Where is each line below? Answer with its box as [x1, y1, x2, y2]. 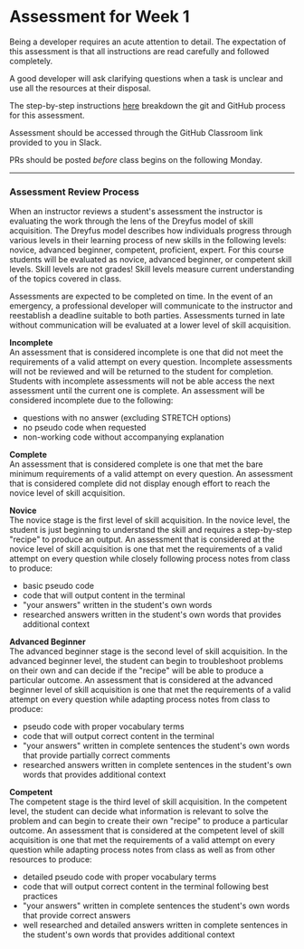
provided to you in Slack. [9, 137, 102, 147]
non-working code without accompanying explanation [22, 432, 224, 442]
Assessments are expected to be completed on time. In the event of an [9, 291, 273, 302]
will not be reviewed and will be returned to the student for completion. [9, 366, 274, 377]
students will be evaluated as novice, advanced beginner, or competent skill [9, 254, 292, 265]
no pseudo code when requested [22, 422, 147, 433]
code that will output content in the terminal [22, 590, 185, 601]
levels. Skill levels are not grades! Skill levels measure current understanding [9, 264, 295, 275]
